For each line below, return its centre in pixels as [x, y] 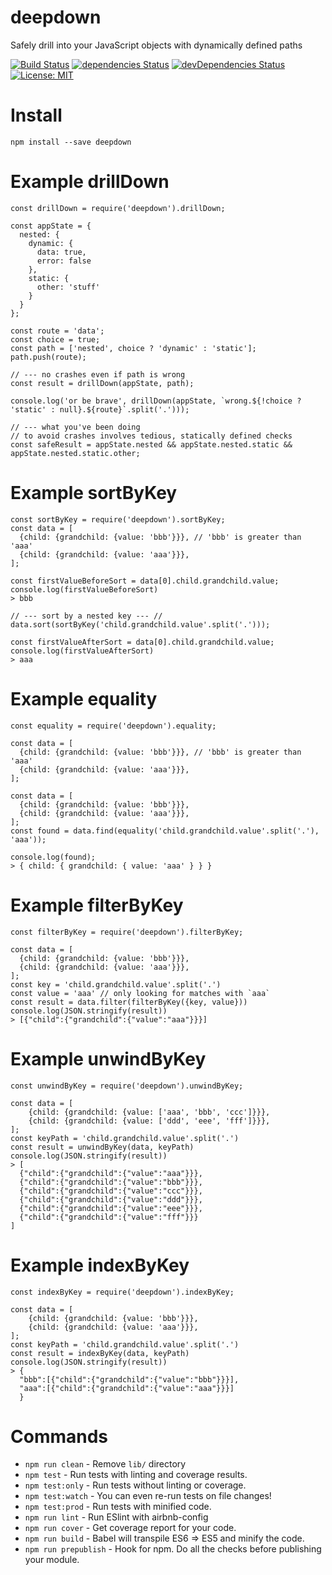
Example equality [84, 698]
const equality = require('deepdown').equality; [113, 726]
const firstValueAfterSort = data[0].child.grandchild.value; [142, 642]
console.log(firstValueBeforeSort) [84, 589]
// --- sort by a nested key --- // [86, 616]
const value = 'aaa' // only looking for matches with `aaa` [140, 993]
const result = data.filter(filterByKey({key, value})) [129, 1002]
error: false [64, 261]
